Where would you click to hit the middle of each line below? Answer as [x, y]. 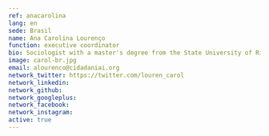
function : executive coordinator [64, 46]
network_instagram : [41, 113]
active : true [30, 120]
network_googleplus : [43, 98]
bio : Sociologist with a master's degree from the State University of [130, 53]
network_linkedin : [39, 82]
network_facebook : [39, 105]
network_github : [35, 90]
